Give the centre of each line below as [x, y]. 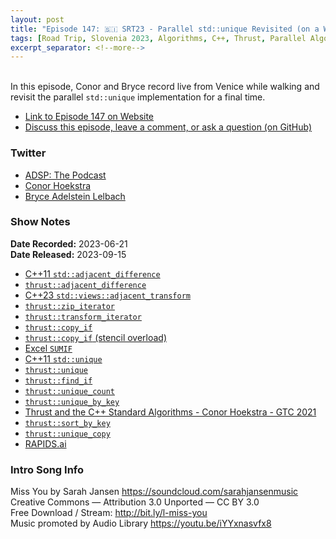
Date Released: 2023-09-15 [68, 254]
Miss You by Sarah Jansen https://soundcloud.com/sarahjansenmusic [154, 492]
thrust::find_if [58, 381]
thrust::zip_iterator [69, 306]
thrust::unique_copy [67, 434]
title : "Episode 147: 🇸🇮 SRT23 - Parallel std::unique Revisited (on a [165, 29]
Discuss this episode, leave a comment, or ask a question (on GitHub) [168, 127]
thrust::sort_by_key [67, 423]
